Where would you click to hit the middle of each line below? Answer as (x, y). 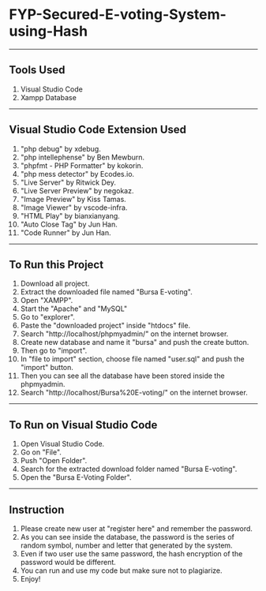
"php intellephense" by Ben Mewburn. (82, 157)
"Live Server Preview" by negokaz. (77, 190)
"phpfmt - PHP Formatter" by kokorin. (82, 165)
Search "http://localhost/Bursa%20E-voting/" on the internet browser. (134, 393)
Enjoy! (30, 579)
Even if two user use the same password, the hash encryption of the (131, 554)
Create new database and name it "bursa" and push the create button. (135, 342)
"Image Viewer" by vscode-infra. (74, 208)
